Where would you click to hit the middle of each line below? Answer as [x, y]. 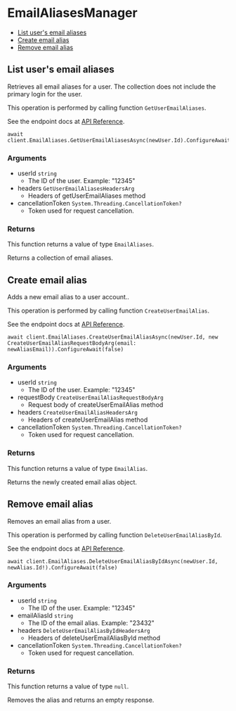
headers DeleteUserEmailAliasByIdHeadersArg [84, 630]
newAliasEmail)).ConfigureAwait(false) [66, 350]
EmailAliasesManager [73, 13]
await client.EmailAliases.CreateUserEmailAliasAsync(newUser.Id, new [113, 337]
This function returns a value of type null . [68, 686]
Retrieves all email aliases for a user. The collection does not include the [112, 87]
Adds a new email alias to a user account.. [68, 297]
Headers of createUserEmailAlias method [88, 420]
